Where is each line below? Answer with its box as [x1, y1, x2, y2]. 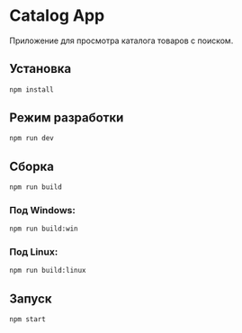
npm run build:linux [9, 266, 87, 275]
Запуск [9, 291, 52, 306]
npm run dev [9, 134, 54, 143]
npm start [9, 315, 47, 324]
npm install [9, 85, 54, 94]
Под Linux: [9, 246, 58, 258]
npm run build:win [9, 224, 78, 234]
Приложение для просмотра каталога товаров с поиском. [9, 35, 234, 46]
